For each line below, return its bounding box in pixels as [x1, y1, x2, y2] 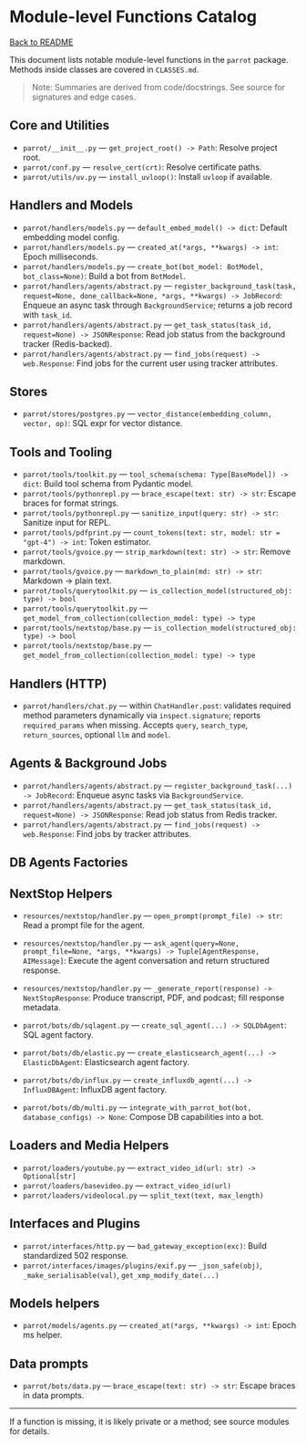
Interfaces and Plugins [9, 1216, 141, 1231]
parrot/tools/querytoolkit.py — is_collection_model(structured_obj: [22, 585, 293, 596]
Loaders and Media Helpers [9, 1138, 169, 1154]
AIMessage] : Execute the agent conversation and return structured [22, 956, 270, 967]
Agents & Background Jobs [9, 756, 168, 771]
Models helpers [9, 1296, 100, 1312]
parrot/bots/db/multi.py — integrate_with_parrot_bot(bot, [22, 1102, 252, 1113]
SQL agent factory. [22, 1030, 94, 1041]
